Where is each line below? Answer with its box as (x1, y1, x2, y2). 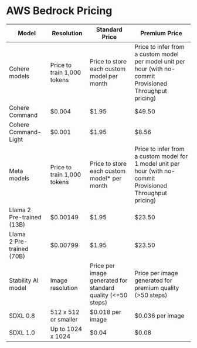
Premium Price (140, 29, 183, 37)
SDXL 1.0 (9, 328, 35, 336)
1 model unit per (134, 159, 180, 168)
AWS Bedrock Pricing (6, 4, 113, 18)
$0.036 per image (134, 312, 185, 320)
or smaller (50, 315, 78, 323)
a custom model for (134, 152, 188, 160)
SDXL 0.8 (9, 312, 35, 320)
